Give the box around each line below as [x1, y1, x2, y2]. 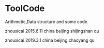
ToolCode [5, 3, 45, 14]
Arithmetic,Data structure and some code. [5, 19, 89, 24]
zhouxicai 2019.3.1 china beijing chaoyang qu [5, 37, 95, 43]
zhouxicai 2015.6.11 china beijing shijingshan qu [5, 28, 99, 34]
